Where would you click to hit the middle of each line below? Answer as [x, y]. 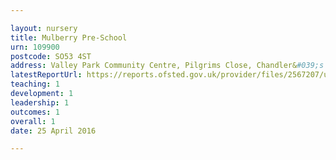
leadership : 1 [40, 102]
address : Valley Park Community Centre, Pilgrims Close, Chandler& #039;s [167, 66]
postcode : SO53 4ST [51, 56]
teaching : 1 [35, 84]
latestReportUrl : [46, 75]
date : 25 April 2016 [53, 131]
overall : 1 [33, 121]
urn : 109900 [35, 47]
